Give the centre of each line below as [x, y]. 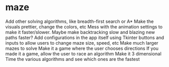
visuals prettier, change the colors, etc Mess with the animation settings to [84, 26]
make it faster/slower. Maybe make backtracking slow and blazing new [80, 32]
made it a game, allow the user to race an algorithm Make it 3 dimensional [83, 54]
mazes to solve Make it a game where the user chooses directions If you [82, 48]
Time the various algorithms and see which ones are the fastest [73, 59]
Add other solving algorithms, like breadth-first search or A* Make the [80, 21]
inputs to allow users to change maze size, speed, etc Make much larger [82, 43]
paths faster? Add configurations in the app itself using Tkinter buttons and [85, 38]
